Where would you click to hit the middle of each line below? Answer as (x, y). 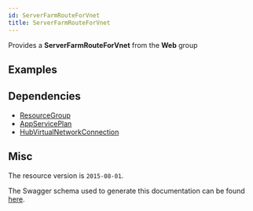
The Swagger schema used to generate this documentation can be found (126, 191)
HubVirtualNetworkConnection (69, 132)
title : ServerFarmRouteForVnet (59, 23)
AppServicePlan (46, 123)
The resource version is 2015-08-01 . (66, 175)
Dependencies (44, 96)
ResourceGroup (45, 115)
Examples (33, 69)
